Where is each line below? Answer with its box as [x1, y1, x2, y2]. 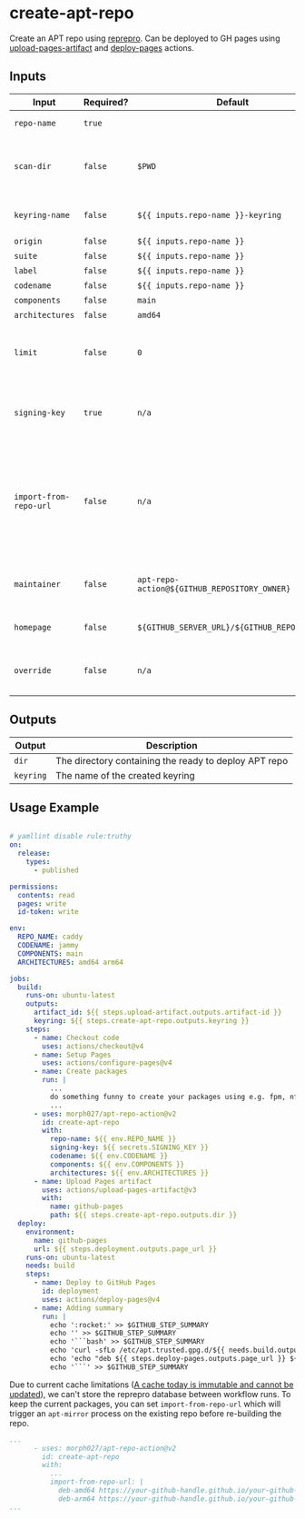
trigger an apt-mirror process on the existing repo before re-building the [9, 1407, 282, 1419]
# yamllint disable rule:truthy [9, 832, 132, 841]
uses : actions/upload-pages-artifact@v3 [42, 1185, 197, 1195]
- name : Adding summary [33, 1303, 124, 1313]
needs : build [25, 1261, 75, 1270]
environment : [25, 1227, 75, 1236]
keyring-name [14, 210, 71, 220]
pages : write [17, 898, 67, 908]
